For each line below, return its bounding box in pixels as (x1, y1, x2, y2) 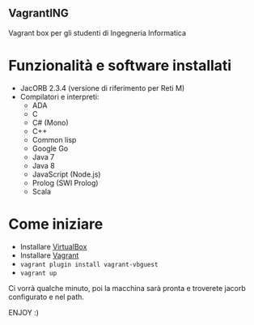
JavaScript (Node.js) (32, 169, 101, 179)
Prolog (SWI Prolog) (32, 177, 99, 187)
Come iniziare (8, 215, 104, 233)
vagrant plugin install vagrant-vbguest (19, 260, 159, 268)
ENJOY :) (8, 307, 39, 317)
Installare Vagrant (19, 250, 79, 260)
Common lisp (32, 135, 77, 144)
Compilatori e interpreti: (19, 92, 99, 101)
